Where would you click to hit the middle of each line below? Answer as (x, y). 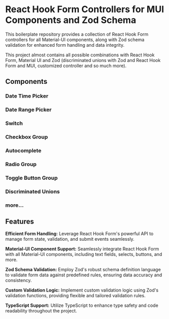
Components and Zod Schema (71, 20)
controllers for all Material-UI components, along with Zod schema (75, 40)
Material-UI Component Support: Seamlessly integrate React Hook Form (82, 249)
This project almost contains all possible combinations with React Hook (80, 55)
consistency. (19, 280)
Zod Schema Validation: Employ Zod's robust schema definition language (83, 270)
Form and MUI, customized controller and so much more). (66, 66)
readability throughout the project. (41, 311)
